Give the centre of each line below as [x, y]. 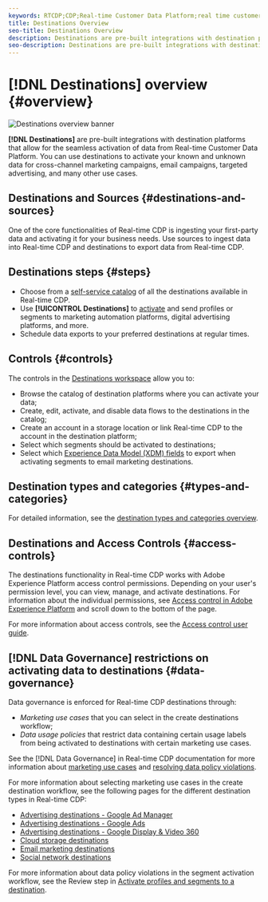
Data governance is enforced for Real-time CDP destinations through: [122, 702]
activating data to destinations [86, 670]
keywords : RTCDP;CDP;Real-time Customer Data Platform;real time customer [135, 16]
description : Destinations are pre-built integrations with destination [132, 38]
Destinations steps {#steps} [80, 272]
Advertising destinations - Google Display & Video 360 [109, 832]
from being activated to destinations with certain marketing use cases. [136, 742]
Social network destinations [65, 857]
